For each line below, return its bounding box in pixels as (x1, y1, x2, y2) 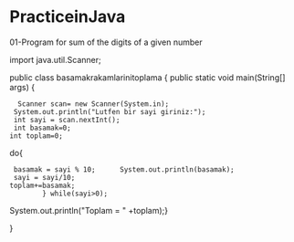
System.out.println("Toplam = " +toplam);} (9, 205, 169, 216)
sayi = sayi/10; (13, 173, 76, 182)
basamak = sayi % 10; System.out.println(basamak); (13, 164, 235, 174)
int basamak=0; (13, 123, 71, 132)
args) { (9, 81, 35, 92)
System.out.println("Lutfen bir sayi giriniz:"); (13, 107, 206, 116)
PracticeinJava (9, 6, 126, 27)
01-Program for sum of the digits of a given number (9, 37, 203, 47)
